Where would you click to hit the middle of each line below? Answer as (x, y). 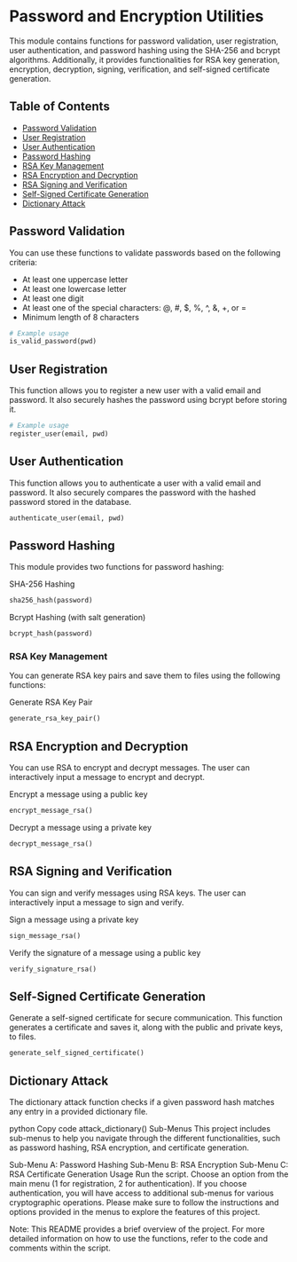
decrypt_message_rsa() (51, 844)
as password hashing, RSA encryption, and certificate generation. (129, 1148)
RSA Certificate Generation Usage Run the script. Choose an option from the (149, 1174)
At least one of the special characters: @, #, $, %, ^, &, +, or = (134, 307)
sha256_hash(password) (51, 601)
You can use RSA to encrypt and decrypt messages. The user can (129, 768)
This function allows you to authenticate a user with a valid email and (135, 483)
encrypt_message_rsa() (51, 811)
